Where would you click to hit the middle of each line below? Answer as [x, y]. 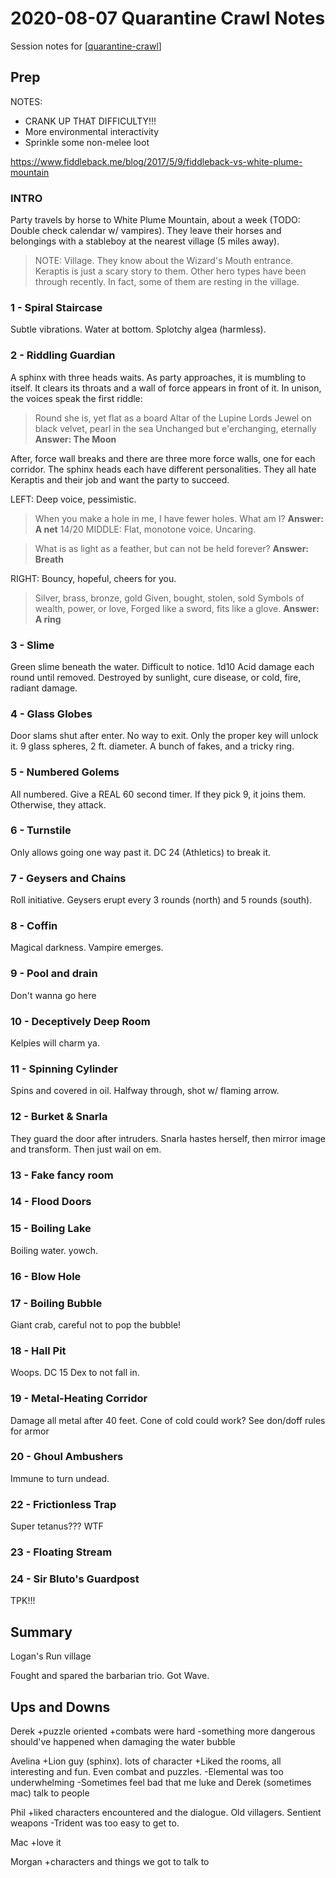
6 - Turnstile [41, 830]
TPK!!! [23, 1601]
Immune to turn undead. [60, 1478]
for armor [30, 1431]
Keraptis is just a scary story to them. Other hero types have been [170, 271]
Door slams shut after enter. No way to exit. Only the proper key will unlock [164, 736]
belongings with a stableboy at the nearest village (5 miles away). [145, 241]
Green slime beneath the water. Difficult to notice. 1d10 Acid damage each [162, 666]
